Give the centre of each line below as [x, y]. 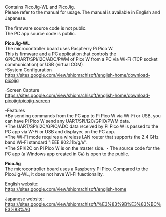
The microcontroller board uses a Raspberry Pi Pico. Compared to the [77, 169]
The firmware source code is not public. [46, 28]
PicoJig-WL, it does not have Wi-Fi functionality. [55, 174]
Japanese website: [24, 199]
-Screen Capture [22, 90]
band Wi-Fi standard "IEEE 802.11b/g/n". [46, 142]
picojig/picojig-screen [28, 101]
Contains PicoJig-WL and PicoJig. [40, 7]
